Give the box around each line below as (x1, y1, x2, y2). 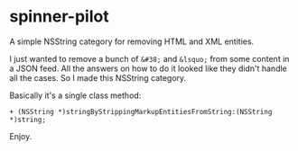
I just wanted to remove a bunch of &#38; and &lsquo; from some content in (9, 53, 290, 64)
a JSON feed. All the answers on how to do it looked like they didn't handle (9, 63, 287, 74)
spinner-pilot (9, 6, 110, 27)
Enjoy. (9, 130, 33, 141)
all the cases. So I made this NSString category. (9, 72, 187, 83)
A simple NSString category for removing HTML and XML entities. (9, 36, 255, 47)
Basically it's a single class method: (9, 90, 142, 101)
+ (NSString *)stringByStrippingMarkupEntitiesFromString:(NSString (9, 107, 273, 116)
